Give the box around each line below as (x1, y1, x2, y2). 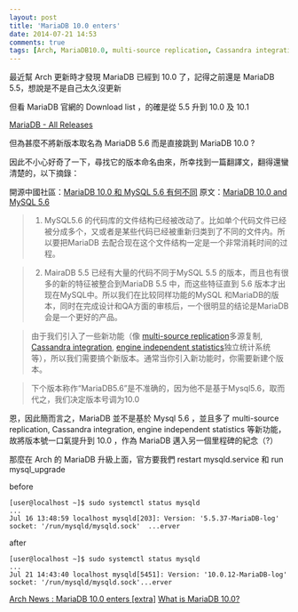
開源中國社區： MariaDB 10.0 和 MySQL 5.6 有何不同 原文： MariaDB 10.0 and (9, 187, 287, 197)
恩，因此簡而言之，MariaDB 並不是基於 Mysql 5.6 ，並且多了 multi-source (9, 413, 279, 423)
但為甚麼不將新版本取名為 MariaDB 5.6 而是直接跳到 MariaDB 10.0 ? (9, 138, 255, 149)
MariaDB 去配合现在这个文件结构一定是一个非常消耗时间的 (67, 238, 280, 248)
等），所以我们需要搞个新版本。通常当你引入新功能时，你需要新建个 (30, 353, 277, 364)
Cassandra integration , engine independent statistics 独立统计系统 (30, 342, 271, 352)
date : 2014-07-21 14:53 (9, 29, 98, 38)
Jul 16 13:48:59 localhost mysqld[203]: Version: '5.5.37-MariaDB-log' (9, 514, 279, 523)
